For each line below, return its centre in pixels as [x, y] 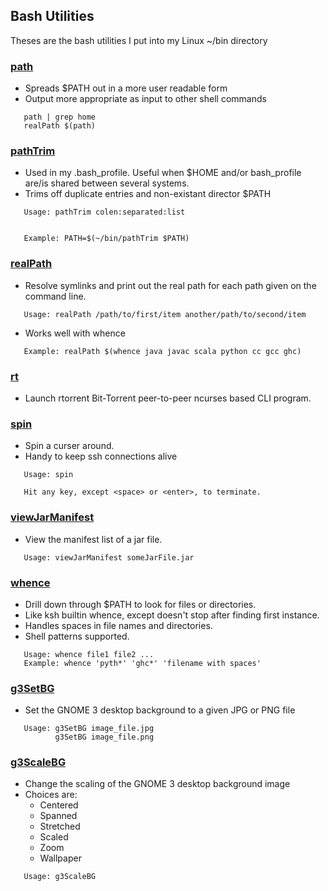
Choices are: [51, 795]
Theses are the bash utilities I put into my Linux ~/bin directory [139, 40]
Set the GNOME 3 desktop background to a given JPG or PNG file [160, 710]
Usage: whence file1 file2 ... [89, 654]
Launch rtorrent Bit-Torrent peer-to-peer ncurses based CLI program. [168, 398]
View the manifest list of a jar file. [93, 539]
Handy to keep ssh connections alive [101, 456]
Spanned [58, 816]
